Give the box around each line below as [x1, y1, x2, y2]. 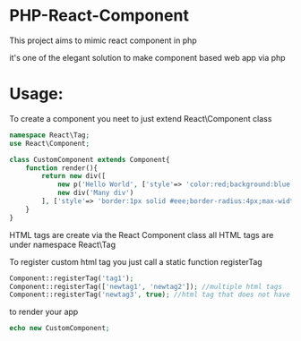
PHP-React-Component [9, 5, 190, 26]
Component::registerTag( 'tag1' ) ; [9, 274, 134, 283]
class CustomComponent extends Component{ [9, 155, 170, 164]
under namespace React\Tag [9, 239, 116, 250]
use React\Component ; [9, 139, 90, 148]
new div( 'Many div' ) [56, 189, 134, 198]
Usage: [9, 84, 64, 104]
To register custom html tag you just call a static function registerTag [9, 256, 262, 267]
